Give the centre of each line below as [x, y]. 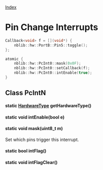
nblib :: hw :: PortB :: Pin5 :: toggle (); [51, 45]
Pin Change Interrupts [52, 27]
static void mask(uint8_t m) [34, 129]
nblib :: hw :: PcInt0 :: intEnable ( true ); [53, 73]
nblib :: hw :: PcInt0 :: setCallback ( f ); [52, 68]
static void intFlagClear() [31, 162]
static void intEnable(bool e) [35, 117]
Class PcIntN [26, 93]
